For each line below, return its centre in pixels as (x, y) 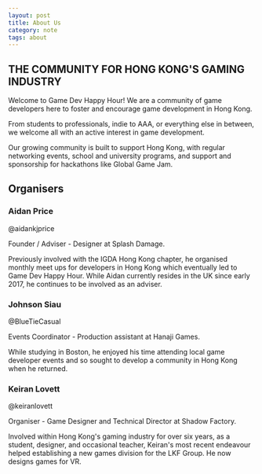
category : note (33, 30)
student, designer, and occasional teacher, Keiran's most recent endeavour (129, 445)
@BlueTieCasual (35, 322)
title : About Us (35, 23)
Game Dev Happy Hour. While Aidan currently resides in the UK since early (129, 275)
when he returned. (38, 369)
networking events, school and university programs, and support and (120, 156)
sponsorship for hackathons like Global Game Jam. (91, 164)
